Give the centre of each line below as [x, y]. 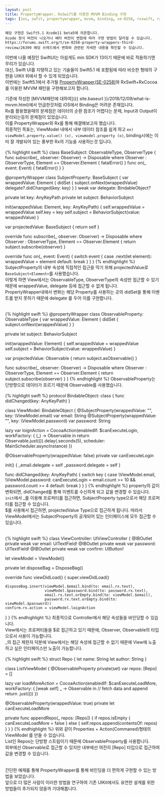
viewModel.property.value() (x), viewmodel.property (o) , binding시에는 [79, 136]
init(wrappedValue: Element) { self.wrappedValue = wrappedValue [72, 344]
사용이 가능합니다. [35, 636]
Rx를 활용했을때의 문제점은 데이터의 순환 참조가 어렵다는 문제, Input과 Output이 [81, 111]
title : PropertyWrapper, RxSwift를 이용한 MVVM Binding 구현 [66, 14]
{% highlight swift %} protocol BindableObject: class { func [65, 396]
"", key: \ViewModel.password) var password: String [58, 421]
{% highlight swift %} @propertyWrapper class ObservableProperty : [74, 314]
